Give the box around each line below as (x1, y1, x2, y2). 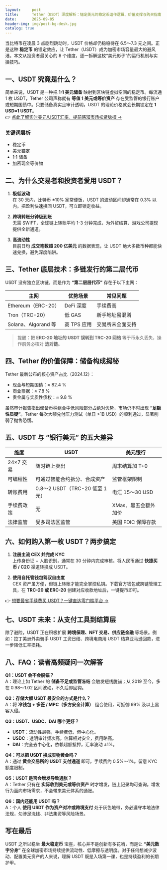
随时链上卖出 (35, 463, 66, 470)
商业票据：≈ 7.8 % (12, 388, 50, 394)
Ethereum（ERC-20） (7, 302, 60, 309)
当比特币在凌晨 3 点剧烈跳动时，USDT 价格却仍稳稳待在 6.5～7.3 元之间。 (5, 40, 156, 46)
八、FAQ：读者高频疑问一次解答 (5, 658, 103, 666)
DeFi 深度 (64, 302, 87, 309)
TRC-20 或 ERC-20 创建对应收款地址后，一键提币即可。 (26, 587, 142, 593)
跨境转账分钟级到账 (12, 214, 52, 220)
